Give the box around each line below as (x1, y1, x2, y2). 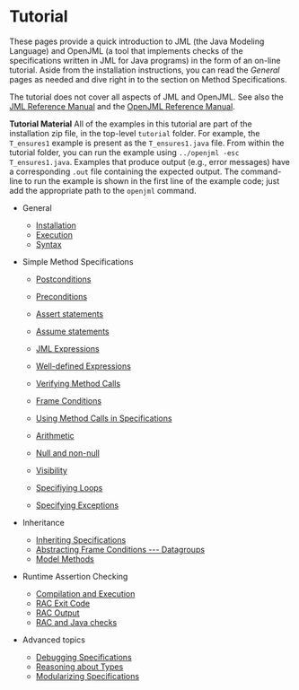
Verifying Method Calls (35, 378, 121, 389)
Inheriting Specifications (35, 534, 127, 545)
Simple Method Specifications (22, 256, 134, 266)
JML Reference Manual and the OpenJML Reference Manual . (9, 100, 235, 111)
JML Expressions (35, 343, 101, 354)
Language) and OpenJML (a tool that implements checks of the (9, 45, 244, 56)
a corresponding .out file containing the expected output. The (9, 166, 240, 177)
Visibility (35, 465, 67, 476)
